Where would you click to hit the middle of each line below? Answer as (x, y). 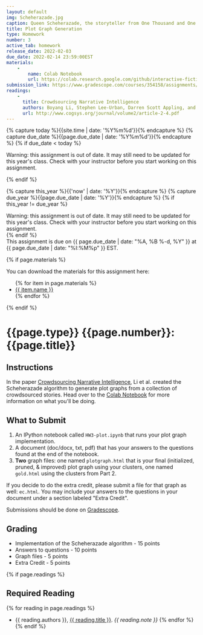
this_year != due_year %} (37, 204)
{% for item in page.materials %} (56, 283)
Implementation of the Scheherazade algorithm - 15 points (87, 543)
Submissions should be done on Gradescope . (63, 510)
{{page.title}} (41, 345)
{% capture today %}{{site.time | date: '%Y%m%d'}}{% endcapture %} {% (100, 130)
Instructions (30, 367)
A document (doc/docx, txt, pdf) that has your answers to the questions (104, 448)
